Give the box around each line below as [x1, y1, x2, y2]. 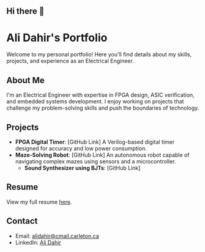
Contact [6, 216, 38, 226]
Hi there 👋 [6, 6, 45, 17]
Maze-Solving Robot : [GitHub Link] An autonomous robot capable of [15, 151, 190, 158]
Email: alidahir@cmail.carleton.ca [15, 232, 99, 239]
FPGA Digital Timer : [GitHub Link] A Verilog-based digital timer [15, 138, 175, 146]
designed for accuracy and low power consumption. [15, 144, 147, 152]
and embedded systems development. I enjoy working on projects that [6, 98, 184, 105]
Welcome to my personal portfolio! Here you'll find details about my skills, [6, 51, 192, 58]
